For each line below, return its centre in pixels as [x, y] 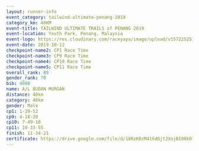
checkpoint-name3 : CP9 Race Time [47, 56]
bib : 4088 [18, 84]
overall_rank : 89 [28, 73]
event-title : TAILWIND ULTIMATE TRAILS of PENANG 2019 [75, 28]
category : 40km [25, 100]
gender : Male [22, 106]
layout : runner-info [32, 12]
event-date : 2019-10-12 [36, 45]
